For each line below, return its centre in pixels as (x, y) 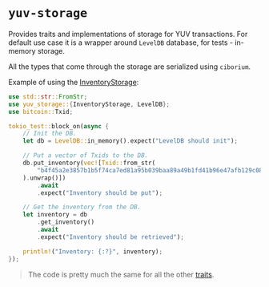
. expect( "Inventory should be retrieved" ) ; (110, 237)
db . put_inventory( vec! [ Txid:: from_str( (89, 163)
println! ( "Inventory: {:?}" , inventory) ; (92, 251)
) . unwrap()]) (44, 178)
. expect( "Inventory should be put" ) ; (100, 193)
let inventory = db (55, 215)
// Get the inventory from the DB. (82, 207)
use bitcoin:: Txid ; (41, 111)
